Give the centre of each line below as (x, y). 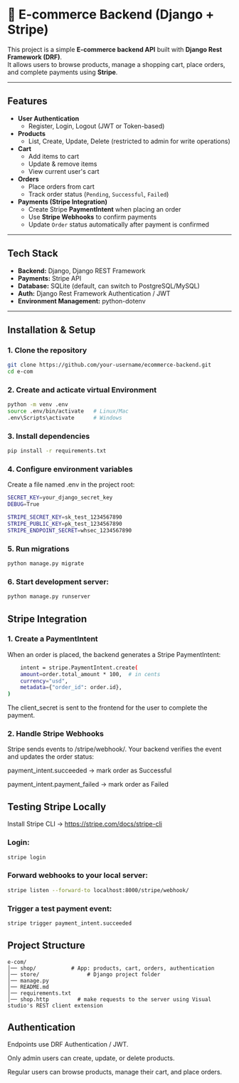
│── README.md (28, 987)
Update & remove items (63, 164)
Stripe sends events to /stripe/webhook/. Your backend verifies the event (115, 749)
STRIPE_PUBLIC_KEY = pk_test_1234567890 (65, 524)
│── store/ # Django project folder (84, 974)
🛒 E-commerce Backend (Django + (111, 15)
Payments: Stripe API (49, 278)
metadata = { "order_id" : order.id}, (71, 688)
